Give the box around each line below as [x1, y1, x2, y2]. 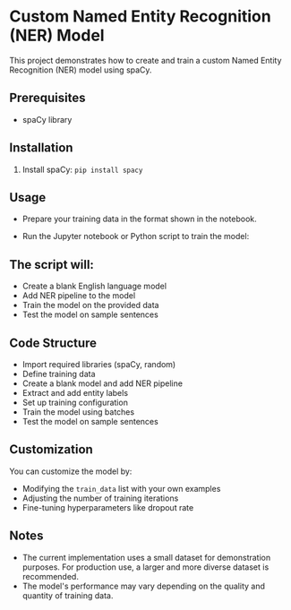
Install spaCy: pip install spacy [21, 164, 143, 175]
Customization [9, 442, 94, 458]
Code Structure [9, 335, 97, 350]
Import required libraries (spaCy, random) [21, 359, 176, 369]
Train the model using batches [21, 407, 135, 417]
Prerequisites [9, 90, 86, 106]
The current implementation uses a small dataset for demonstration [21, 552, 271, 563]
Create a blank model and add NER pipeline [21, 378, 184, 389]
